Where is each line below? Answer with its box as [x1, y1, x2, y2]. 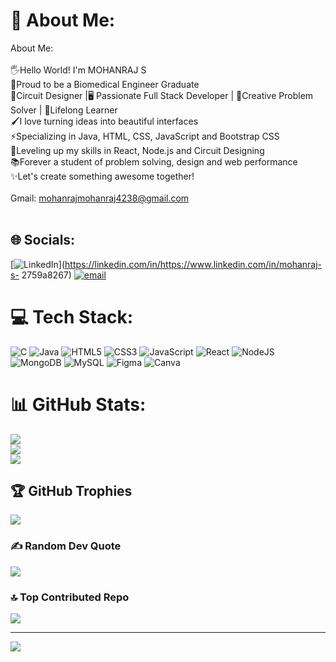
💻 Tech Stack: [10, 305, 134, 328]
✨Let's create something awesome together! [10, 170, 195, 182]
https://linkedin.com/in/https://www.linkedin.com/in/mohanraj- [64, 258, 323, 270]
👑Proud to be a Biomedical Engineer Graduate [10, 78, 200, 90]
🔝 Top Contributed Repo [10, 590, 130, 604]
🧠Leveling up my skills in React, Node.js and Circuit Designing [10, 144, 265, 156]
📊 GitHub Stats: [10, 393, 147, 416]
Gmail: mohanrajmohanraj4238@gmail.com [10, 192, 190, 204]
